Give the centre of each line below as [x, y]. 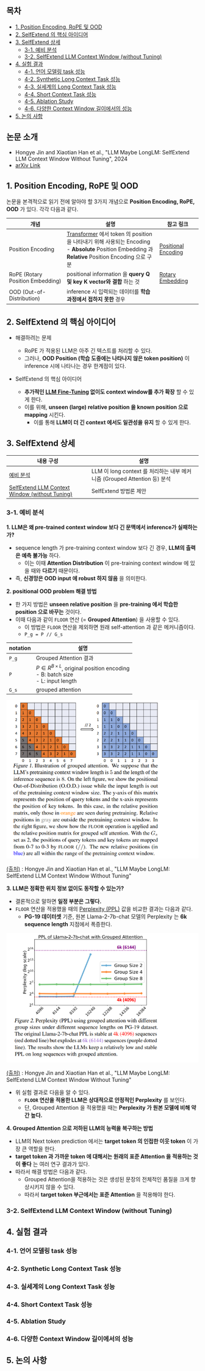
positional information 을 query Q [109, 274]
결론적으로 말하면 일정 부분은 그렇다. [58, 901]
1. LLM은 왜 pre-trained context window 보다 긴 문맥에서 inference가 [92, 527]
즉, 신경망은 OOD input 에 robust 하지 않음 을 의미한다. [81, 578]
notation [20, 648]
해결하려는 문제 [33, 338]
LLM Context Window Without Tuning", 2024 [71, 159]
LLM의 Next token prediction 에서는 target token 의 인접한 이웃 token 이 [103, 1141]
